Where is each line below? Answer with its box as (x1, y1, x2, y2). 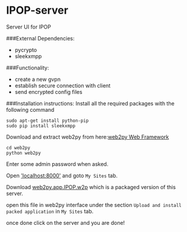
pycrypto (14, 46, 37, 54)
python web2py (6, 150, 42, 156)
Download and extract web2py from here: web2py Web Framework (6, 133, 169, 140)
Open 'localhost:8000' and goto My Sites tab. (6, 172, 118, 179)
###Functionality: (6, 64, 49, 71)
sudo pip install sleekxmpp (6, 123, 76, 128)
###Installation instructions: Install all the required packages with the (6, 99, 175, 107)
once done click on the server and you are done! (6, 219, 125, 226)
